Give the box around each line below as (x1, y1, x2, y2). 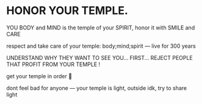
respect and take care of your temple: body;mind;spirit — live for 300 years (6, 42, 197, 50)
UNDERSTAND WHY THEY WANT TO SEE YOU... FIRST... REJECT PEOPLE (6, 54, 193, 61)
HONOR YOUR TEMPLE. (6, 4, 128, 18)
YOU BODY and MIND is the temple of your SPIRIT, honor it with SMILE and (6, 24, 195, 31)
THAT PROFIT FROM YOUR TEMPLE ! (6, 61, 101, 68)
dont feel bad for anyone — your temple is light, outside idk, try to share (6, 84, 187, 92)
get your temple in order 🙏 (6, 72, 72, 80)
